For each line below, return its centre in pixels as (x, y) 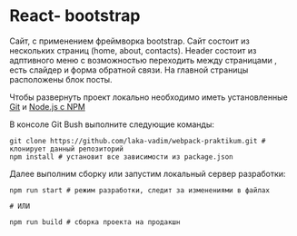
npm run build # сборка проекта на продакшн (95, 222)
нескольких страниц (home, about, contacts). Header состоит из (133, 50)
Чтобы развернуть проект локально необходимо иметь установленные (148, 97)
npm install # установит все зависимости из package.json (121, 157)
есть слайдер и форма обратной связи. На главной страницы (129, 70)
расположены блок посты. (61, 79)
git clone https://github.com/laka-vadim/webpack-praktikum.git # (138, 141)
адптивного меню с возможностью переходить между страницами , (143, 60)
